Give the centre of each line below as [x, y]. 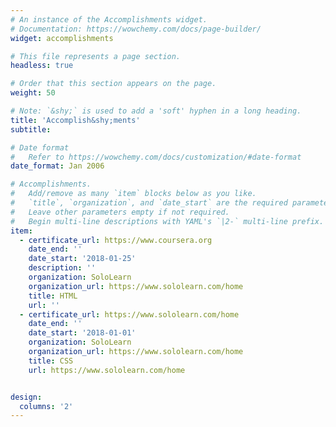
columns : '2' [46, 406]
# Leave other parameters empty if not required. [120, 212]
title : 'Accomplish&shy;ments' [75, 120]
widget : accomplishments [62, 38]
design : [26, 397]
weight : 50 [33, 93]
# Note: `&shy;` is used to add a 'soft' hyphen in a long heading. [156, 111]
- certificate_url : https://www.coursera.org [116, 240]
